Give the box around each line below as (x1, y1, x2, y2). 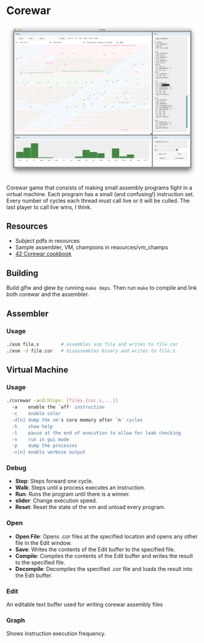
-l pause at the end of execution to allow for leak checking (12, 430, 181, 436)
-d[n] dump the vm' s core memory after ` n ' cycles (12, 417, 143, 423)
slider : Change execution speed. (15, 497, 97, 504)
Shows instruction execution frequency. (6, 630, 106, 637)
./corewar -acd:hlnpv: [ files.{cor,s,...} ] (6, 398, 119, 404)
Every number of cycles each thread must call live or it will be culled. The (6, 197, 190, 204)
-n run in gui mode (12, 436, 69, 443)
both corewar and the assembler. (6, 291, 90, 298)
